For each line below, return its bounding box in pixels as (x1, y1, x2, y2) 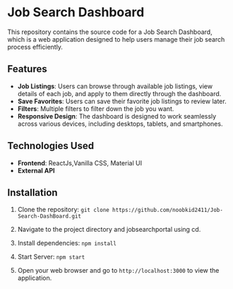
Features (7, 63, 47, 75)
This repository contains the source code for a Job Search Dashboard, (7, 28, 213, 36)
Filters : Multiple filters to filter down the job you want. (17, 104, 174, 113)
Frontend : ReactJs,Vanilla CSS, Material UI (17, 158, 143, 167)
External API (17, 166, 55, 175)
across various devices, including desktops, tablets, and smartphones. (17, 119, 223, 128)
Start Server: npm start (17, 252, 85, 261)
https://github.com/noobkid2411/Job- (112, 206, 224, 214)
